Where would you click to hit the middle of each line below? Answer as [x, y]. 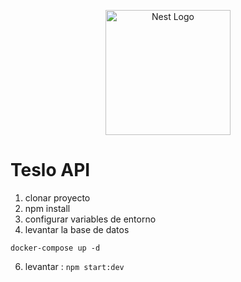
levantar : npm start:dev [74, 266]
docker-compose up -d [55, 248]
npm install [47, 208]
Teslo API [50, 170]
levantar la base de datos [77, 229]
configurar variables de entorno [90, 219]
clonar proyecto [57, 197]
